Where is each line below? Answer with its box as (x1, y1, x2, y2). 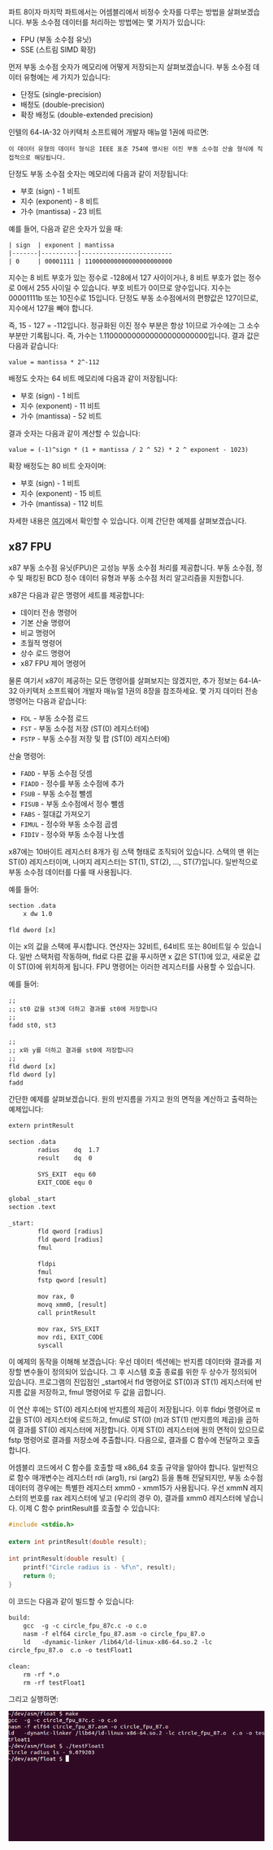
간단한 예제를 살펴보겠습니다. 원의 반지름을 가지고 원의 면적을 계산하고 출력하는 (8, 1094, 258, 1103)
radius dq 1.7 (37, 1146, 100, 1154)
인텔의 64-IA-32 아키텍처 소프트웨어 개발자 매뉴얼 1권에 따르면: (8, 127, 210, 137)
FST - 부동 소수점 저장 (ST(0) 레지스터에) (19, 723, 150, 733)
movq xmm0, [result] (37, 1300, 107, 1309)
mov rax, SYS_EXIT (37, 1325, 100, 1333)
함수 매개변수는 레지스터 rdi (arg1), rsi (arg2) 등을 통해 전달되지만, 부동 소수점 (16, 1472, 263, 1482)
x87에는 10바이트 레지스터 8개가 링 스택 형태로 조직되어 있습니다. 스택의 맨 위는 (8, 846, 260, 857)
